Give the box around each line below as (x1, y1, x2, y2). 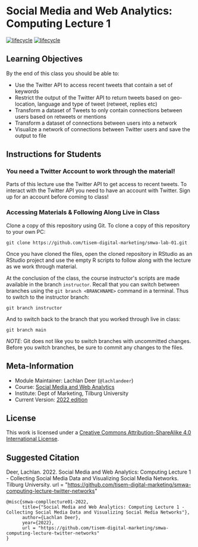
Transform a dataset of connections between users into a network (14, 119, 177, 126)
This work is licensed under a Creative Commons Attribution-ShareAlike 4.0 (6, 429, 191, 436)
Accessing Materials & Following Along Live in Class (6, 208, 160, 217)
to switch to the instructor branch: (6, 293, 89, 301)
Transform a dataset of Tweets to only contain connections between (14, 106, 183, 114)
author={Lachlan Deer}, (21, 515, 81, 521)
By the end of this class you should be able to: (6, 70, 120, 77)
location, (14, 100, 37, 107)
